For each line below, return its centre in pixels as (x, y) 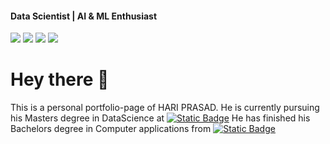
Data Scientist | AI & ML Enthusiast (84, 16)
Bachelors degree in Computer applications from (111, 129)
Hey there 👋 (60, 79)
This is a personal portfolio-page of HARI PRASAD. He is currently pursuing (165, 108)
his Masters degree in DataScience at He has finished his (160, 118)
